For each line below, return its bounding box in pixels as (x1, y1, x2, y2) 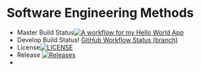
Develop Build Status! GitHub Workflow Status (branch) (16, 35, 178, 44)
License (16, 43, 40, 51)
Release (16, 51, 40, 59)
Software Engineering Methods (6, 5, 194, 21)
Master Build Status (16, 28, 74, 37)
